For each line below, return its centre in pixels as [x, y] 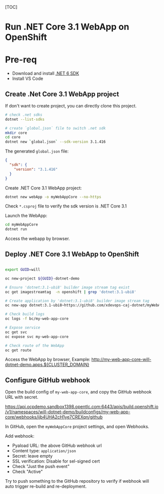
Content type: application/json [44, 451]
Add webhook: [20, 436]
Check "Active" [27, 472]
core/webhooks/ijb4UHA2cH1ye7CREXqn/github [54, 417]
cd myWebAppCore [21, 225]
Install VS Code [28, 78]
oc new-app [16, 305]
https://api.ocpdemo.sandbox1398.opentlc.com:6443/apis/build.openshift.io [82, 407]
